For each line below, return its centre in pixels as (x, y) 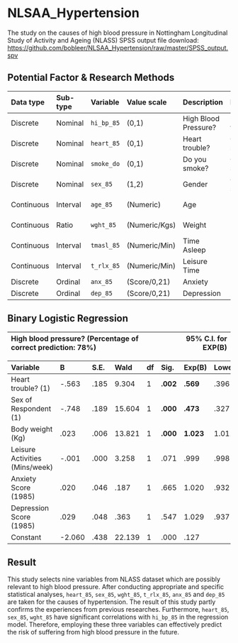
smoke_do (106, 164)
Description (203, 102)
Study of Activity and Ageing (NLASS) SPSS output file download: (103, 40)
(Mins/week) (32, 467)
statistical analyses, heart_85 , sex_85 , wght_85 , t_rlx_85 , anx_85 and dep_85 (116, 595)
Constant (26, 537)
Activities (27, 458)
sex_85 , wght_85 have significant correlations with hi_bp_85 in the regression (118, 617)
